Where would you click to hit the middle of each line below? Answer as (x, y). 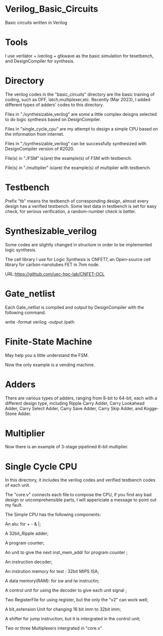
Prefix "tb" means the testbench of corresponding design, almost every (77, 201)
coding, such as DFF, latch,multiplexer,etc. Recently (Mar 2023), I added (78, 99)
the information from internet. (35, 134)
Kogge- (151, 408)
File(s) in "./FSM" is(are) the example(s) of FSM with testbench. (69, 158)
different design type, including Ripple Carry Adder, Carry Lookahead (75, 403)
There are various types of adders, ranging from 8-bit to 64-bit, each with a (81, 398)
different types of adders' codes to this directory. (54, 105)
